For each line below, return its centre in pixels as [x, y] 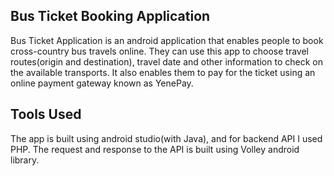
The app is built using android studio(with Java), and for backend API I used [166, 138]
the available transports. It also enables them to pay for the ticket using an [163, 72]
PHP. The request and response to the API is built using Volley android [155, 149]
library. [25, 160]
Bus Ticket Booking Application [110, 16]
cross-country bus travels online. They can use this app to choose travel [159, 51]
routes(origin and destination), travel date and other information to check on [166, 61]
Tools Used [46, 114]
